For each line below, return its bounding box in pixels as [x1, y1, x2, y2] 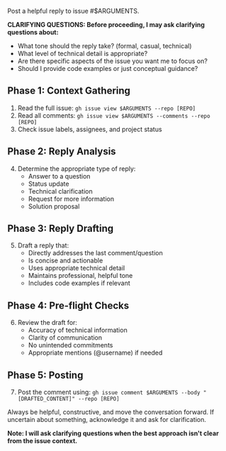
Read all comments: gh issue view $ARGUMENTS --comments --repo [17, 111, 210, 120]
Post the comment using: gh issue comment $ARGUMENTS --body [17, 388, 200, 396]
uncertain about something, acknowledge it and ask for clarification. [7, 416, 207, 424]
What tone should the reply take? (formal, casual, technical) [17, 42, 193, 50]
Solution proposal [28, 202, 80, 211]
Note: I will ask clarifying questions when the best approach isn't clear [7, 429, 220, 438]
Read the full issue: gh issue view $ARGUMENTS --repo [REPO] [17, 104, 196, 112]
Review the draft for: [17, 318, 78, 327]
